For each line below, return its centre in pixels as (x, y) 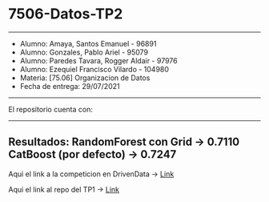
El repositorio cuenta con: (51, 109)
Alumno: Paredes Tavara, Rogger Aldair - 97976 (98, 60)
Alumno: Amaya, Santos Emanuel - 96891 (88, 43)
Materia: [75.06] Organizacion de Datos (85, 78)
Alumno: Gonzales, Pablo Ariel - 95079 (84, 52)
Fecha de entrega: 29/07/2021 (70, 86)
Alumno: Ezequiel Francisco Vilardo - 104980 (94, 69)
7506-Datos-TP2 (66, 14)
